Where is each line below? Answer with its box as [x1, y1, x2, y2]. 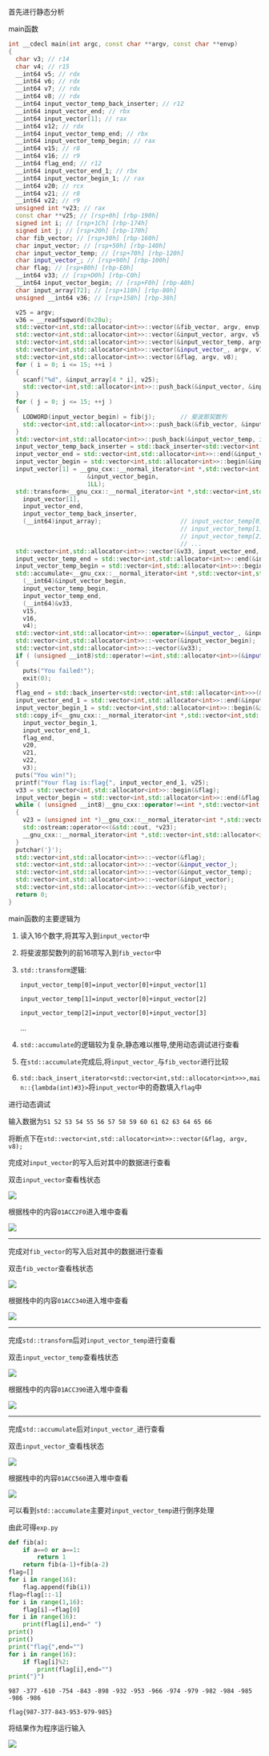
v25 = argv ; [15, 308, 56, 316]
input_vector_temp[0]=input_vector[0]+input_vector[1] [19, 980, 207, 989]
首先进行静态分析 [8, 7, 65, 16]
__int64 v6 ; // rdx [15, 77, 81, 86]
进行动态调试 [8, 1099, 50, 1109]
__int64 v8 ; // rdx [15, 92, 81, 100]
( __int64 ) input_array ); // [22, 517, 188, 526]
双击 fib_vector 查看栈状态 [8, 1263, 94, 1273]
